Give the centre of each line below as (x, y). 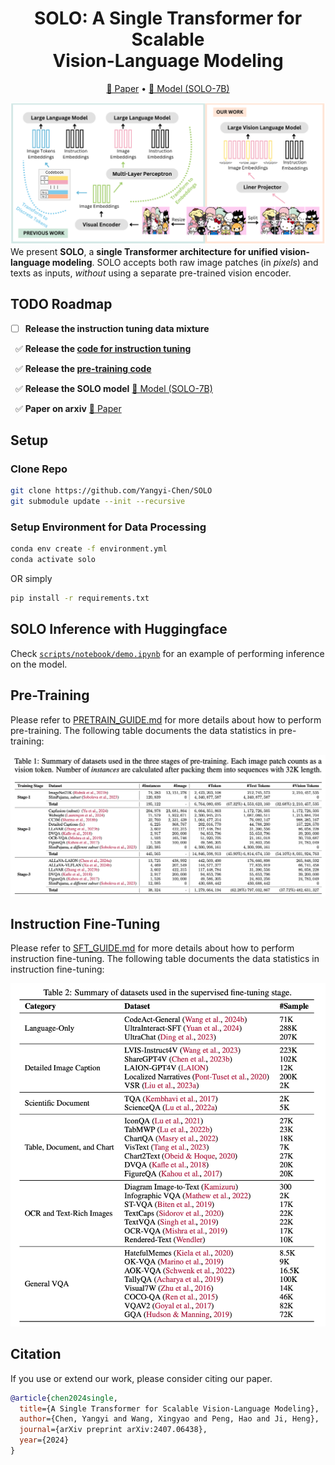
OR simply (31, 579)
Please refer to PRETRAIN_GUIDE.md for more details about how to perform (166, 719)
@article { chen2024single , (64, 1398)
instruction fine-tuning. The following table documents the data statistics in (165, 959)
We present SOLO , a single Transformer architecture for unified (144, 251)
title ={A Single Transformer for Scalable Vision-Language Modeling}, (169, 1408)
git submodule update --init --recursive (98, 502)
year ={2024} (44, 1440)
